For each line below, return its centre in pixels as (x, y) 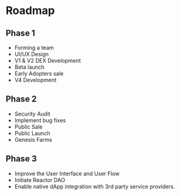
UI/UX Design (32, 54)
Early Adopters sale (39, 73)
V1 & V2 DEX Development (48, 61)
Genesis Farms (33, 139)
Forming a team (34, 47)
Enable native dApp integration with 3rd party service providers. (95, 186)
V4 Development (36, 80)
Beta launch (29, 67)
